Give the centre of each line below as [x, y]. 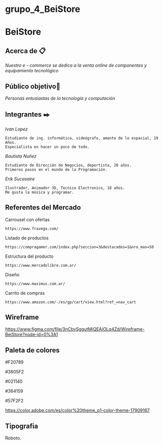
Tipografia [22, 426]
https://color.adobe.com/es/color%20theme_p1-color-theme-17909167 [78, 410]
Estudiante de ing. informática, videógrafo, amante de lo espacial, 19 [82, 138]
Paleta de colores [32, 350]
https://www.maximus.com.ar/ [35, 284]
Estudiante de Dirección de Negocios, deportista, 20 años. [69, 165]
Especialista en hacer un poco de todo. [48, 147]
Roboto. [13, 438]
